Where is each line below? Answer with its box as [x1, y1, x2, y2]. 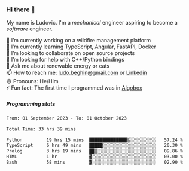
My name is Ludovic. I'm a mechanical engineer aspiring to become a [6, 19, 178, 26]
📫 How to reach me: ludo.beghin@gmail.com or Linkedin [6, 69, 148, 77]
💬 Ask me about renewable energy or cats [6, 62, 110, 69]
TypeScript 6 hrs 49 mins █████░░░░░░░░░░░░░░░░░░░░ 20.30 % [6, 142, 184, 148]
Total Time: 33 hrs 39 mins [6, 126, 77, 132]
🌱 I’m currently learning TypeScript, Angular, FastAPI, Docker [6, 43, 157, 50]
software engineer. [6, 25, 53, 32]
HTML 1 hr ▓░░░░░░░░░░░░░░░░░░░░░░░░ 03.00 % [6, 154, 184, 160]
